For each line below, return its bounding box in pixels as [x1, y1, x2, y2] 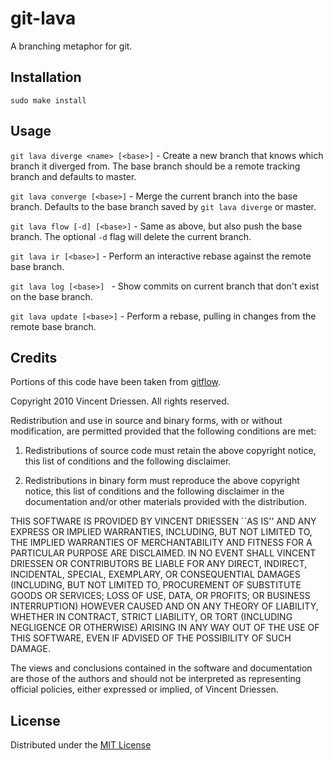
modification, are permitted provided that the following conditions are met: [10, 425, 317, 437]
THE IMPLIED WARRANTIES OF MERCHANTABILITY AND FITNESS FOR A [10, 537, 313, 549]
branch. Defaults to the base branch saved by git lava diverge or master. [10, 200, 317, 212]
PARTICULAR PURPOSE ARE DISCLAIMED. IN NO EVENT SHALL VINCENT [10, 547, 317, 559]
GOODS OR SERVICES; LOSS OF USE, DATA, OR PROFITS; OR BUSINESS [10, 590, 311, 602]
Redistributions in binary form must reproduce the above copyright [24, 475, 300, 487]
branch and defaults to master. [10, 170, 137, 182]
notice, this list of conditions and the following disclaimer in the [24, 485, 285, 497]
